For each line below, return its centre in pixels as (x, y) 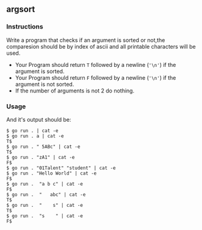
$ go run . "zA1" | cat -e (41, 157)
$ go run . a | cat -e (35, 136)
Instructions (25, 27)
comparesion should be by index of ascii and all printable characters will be (101, 46)
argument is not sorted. (45, 84)
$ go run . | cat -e (33, 131)
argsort (21, 9)
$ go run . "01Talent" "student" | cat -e (61, 168)
